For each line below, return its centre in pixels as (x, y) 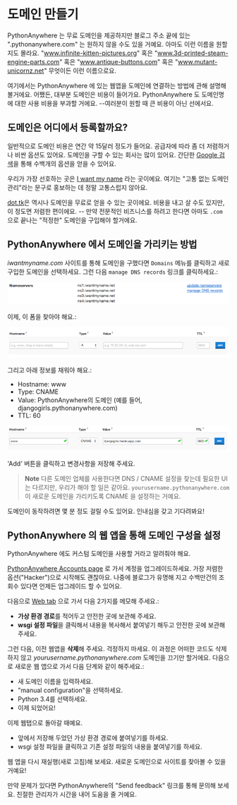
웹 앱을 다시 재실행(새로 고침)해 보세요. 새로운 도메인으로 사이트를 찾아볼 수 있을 (117, 762)
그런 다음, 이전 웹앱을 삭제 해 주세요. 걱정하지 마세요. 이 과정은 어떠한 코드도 (110, 649)
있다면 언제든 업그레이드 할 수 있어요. (71, 586)
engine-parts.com (34, 61)
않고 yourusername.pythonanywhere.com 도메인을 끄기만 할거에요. (116, 658)
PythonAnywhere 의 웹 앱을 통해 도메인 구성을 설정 (114, 536)
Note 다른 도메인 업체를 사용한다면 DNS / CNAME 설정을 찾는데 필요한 (122, 478)
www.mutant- (197, 61)
